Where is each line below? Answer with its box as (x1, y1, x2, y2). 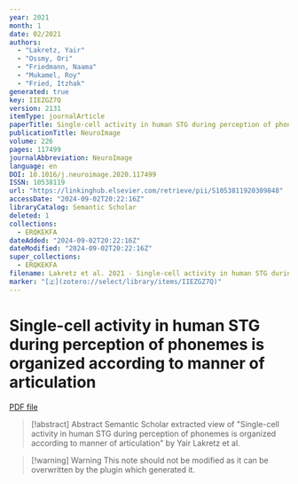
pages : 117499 (9, 145, 62, 154)
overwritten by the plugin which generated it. (30, 464, 195, 475)
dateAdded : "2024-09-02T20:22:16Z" (9, 236, 141, 245)
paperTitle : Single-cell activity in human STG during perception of (9, 121, 272, 130)
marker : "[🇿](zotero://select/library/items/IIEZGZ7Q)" (9, 277, 222, 286)
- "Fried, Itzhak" (17, 79, 86, 88)
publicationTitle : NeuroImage (9, 129, 122, 138)
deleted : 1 (9, 210, 50, 220)
